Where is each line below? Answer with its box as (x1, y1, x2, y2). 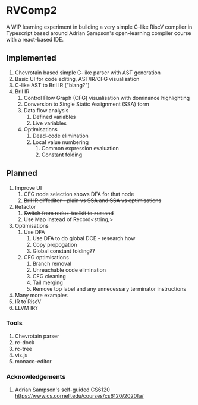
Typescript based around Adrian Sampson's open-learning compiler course (6, 29, 191, 36)
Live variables (32, 120, 67, 127)
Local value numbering (32, 138, 89, 146)
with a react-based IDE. (6, 36, 64, 43)
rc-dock (14, 338, 34, 346)
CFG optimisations (23, 253, 70, 260)
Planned (6, 168, 37, 178)
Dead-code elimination (32, 132, 89, 139)
